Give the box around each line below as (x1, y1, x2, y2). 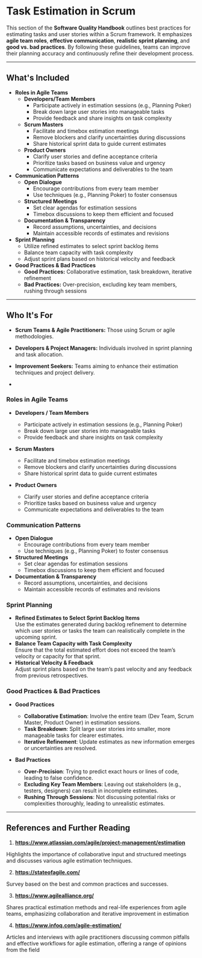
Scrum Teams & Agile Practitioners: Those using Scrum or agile (14, 326, 176, 334)
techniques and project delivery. (14, 369, 95, 376)
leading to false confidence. (23, 774, 93, 781)
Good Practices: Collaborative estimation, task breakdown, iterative (23, 268, 192, 275)
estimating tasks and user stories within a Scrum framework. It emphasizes (6, 30, 192, 37)
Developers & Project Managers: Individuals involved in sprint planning (14, 344, 192, 352)
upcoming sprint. (14, 633, 58, 641)
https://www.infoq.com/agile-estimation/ (14, 921, 122, 928)
